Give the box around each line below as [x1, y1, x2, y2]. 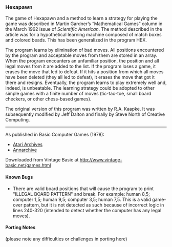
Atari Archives [12, 141, 42, 148]
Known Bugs [5, 174, 33, 180]
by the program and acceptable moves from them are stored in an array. [5, 52, 158, 58]
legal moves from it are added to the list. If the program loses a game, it [5, 63, 156, 70]
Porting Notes [5, 224, 36, 231]
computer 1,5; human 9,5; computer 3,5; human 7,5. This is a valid [12, 196, 151, 202]
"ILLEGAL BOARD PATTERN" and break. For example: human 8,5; [12, 191, 150, 197]
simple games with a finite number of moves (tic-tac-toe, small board [5, 91, 152, 97]
